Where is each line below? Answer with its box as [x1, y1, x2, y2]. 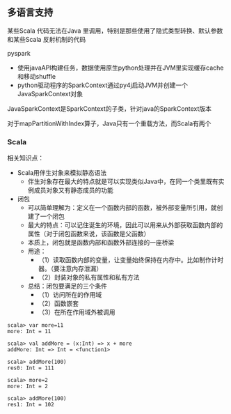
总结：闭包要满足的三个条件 [27, 282, 108, 291]
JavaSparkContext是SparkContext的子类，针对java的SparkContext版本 [7, 104, 212, 113]
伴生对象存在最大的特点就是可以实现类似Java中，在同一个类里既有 [27, 177, 218, 186]
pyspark [7, 49, 31, 57]
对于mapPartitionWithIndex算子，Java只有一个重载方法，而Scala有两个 [7, 119, 212, 128]
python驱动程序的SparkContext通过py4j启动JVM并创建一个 [17, 81, 188, 89]
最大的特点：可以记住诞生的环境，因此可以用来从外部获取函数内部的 [27, 221, 223, 229]
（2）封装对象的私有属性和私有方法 [38, 273, 140, 282]
